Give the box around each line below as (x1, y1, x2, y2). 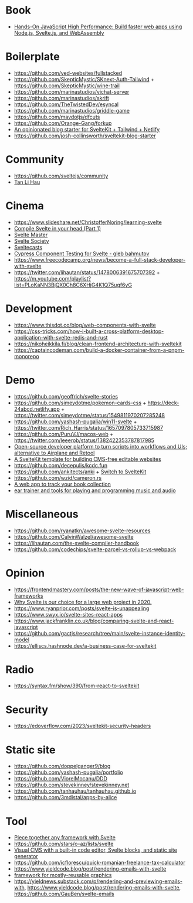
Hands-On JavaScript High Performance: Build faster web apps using (13, 23, 182, 30)
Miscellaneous (5, 507, 79, 520)
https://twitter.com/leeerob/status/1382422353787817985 (13, 437, 155, 444)
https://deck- (147, 399, 180, 406)
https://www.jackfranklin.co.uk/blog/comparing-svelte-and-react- (13, 617, 174, 624)
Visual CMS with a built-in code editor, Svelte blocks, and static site (13, 846, 177, 853)
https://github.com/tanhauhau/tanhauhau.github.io (13, 787, 137, 795)
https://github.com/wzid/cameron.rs (13, 474, 102, 481)
